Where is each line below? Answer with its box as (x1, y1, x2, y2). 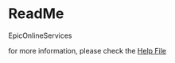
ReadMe (8, 5, 64, 23)
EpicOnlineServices (8, 31, 73, 40)
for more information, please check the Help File (8, 46, 167, 55)
